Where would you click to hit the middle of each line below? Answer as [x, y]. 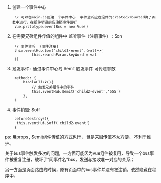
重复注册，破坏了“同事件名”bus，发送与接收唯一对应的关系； [74, 159]
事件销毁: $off [26, 110]
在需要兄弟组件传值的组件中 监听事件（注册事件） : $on [67, 36]
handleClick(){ [38, 82]
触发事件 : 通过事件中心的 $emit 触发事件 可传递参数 [64, 69]
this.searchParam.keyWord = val [64, 55]
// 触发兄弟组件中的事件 [53, 87]
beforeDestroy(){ [32, 119]
